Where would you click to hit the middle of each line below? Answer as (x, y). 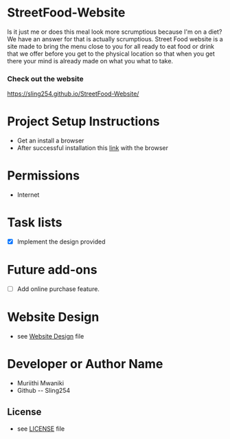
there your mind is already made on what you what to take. (90, 61)
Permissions (44, 176)
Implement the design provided (61, 242)
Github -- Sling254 (44, 390)
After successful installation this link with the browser (93, 148)
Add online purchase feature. (58, 289)
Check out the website (45, 78)
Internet (28, 195)
